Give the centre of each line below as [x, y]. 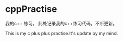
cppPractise [31, 9]
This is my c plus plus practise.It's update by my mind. [62, 33]
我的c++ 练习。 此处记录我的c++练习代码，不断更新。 [61, 23]
